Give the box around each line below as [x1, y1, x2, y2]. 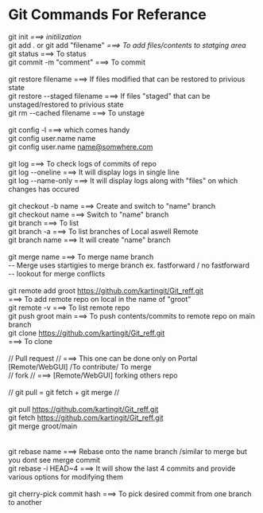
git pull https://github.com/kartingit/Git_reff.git [8, 404, 159, 413]
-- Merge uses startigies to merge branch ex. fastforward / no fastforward [8, 260, 250, 270]
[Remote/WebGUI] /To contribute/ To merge [8, 362, 153, 371]
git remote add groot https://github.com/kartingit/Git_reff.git [8, 285, 204, 296]
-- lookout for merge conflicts [8, 268, 106, 278]
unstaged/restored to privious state [8, 100, 124, 109]
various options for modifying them [8, 472, 123, 481]
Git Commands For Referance [8, 6, 207, 24]
